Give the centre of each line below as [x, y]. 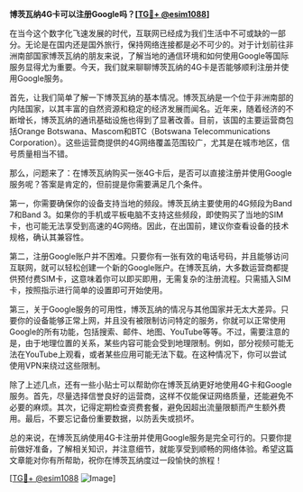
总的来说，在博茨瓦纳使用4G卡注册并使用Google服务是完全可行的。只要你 [147, 437]
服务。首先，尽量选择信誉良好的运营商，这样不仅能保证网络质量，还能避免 [147, 396]
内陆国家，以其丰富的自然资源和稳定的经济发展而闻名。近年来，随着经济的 [147, 109]
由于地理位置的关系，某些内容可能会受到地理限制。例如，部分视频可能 [155, 343]
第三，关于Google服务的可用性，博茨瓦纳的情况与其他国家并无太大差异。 [145, 309]
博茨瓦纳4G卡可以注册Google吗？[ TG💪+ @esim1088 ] [110, 14]
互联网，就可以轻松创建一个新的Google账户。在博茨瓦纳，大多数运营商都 [145, 268]
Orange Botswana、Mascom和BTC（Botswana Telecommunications [143, 131]
